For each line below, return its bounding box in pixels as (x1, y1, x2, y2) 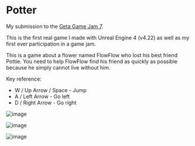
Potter (6, 4, 37, 17)
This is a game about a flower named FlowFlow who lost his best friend (6, 51, 177, 58)
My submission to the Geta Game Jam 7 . (6, 23, 104, 30)
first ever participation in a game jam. (6, 40, 96, 47)
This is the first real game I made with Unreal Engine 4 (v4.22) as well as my (6, 34, 190, 41)
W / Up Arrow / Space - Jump (14, 86, 87, 93)
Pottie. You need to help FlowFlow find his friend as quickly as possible (6, 58, 177, 65)
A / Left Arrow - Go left (14, 93, 70, 100)
